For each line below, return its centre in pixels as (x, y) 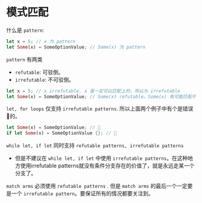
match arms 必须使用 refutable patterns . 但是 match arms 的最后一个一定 (97, 186)
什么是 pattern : (25, 30)
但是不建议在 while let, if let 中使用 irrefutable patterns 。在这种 (101, 158)
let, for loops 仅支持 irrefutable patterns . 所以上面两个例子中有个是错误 (100, 109)
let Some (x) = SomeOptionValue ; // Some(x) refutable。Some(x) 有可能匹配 (99, 97)
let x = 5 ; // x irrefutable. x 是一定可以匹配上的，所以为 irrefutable (93, 91)
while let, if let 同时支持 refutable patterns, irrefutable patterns (95, 145)
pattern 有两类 (25, 59)
